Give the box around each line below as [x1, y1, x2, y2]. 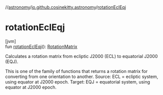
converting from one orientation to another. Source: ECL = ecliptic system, [5, 73, 158, 79]
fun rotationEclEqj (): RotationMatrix [5, 43, 77, 49]
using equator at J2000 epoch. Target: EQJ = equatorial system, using [5, 78, 150, 84]
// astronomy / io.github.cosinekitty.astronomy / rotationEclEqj [5, 4, 126, 10]
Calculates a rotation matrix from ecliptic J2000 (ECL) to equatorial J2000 [5, 53, 158, 59]
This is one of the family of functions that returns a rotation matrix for [5, 68, 148, 74]
